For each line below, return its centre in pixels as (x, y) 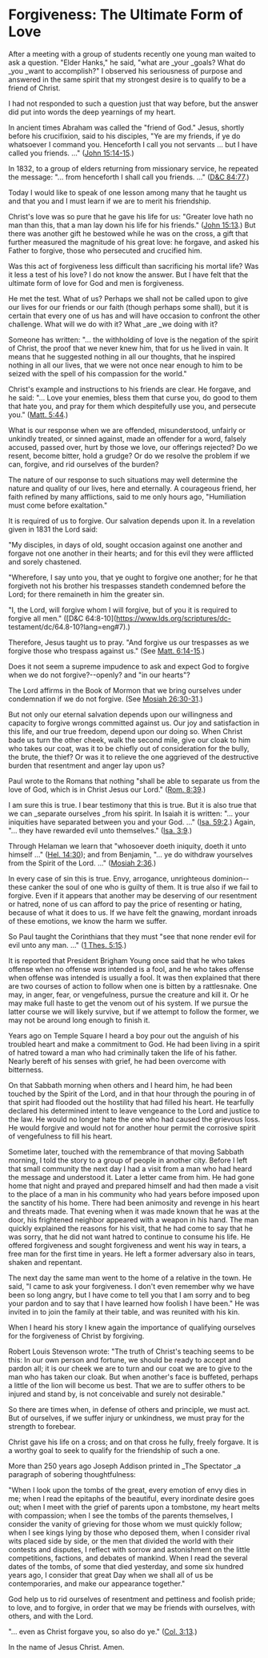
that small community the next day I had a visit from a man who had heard (130, 1168)
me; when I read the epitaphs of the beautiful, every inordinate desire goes (132, 1498)
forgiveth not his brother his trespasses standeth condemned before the (127, 585)
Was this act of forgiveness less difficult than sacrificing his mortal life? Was (134, 266)
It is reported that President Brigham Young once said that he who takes (127, 960)
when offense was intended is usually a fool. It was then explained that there (134, 978)
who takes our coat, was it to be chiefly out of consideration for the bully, (129, 748)
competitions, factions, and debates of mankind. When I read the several (128, 1558)
